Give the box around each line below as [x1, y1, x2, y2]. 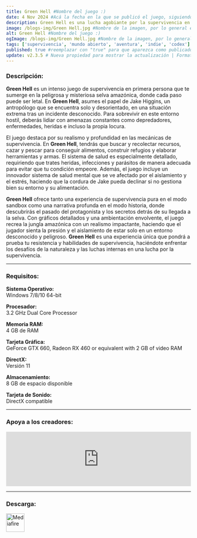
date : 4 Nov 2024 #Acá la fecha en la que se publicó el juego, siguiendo [6, 14, 193, 20]
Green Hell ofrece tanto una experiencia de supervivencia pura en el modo [6, 195, 187, 202]
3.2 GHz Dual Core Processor [6, 310, 77, 317]
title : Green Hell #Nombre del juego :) [6, 8, 107, 15]
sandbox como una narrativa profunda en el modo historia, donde [6, 201, 165, 209]
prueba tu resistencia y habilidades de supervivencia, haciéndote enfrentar [6, 239, 188, 246]
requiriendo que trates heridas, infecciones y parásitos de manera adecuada [6, 159, 191, 166]
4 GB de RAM [6, 327, 39, 334]
